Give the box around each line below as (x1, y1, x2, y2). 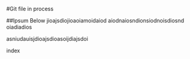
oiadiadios (6, 24, 32, 30)
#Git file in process (6, 5, 53, 12)
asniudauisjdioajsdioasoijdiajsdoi (6, 35, 89, 42)
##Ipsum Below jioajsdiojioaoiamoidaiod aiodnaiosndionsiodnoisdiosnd (6, 17, 185, 24)
